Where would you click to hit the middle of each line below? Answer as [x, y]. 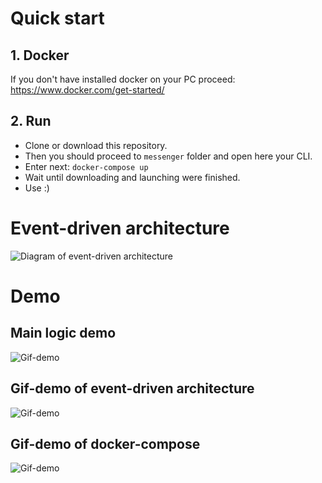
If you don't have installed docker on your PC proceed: [123, 79]
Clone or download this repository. [96, 145]
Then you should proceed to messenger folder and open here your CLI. [168, 156]
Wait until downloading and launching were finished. [132, 177]
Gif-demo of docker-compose [105, 443]
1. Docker [40, 55]
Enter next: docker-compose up [86, 166]
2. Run [31, 121]
